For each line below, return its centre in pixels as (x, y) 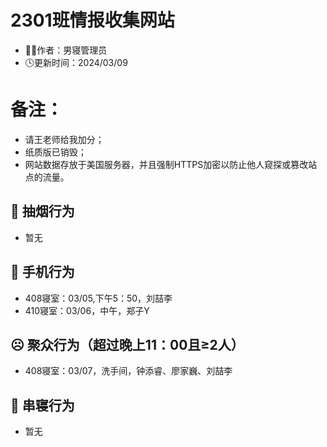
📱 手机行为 (42, 272)
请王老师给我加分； (64, 139)
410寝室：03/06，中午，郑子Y (87, 310)
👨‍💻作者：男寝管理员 (66, 50)
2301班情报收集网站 (92, 20)
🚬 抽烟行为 (42, 211)
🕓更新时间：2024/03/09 (76, 62)
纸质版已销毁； (55, 152)
